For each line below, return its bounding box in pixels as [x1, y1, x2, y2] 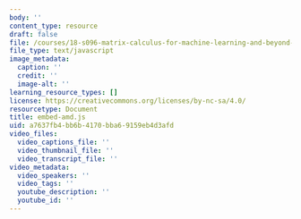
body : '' [9, 13, 42, 22]
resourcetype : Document [9, 105, 99, 114]
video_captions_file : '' [17, 138, 110, 147]
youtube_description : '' [17, 188, 110, 197]
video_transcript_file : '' [17, 154, 118, 164]
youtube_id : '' [17, 196, 74, 206]
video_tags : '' [17, 180, 74, 189]
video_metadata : [9, 163, 70, 172]
